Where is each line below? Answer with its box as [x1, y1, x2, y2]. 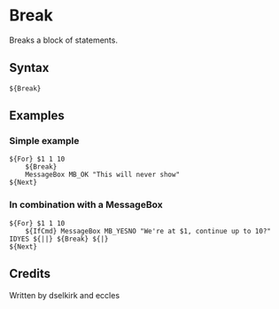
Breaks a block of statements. [9, 35, 118, 45]
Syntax [9, 60, 50, 75]
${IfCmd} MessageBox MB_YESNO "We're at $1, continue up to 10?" [25, 226, 272, 235]
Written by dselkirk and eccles [9, 289, 120, 300]
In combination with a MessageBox [9, 199, 163, 211]
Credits [9, 266, 51, 281]
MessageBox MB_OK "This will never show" [25, 170, 180, 179]
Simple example [9, 135, 80, 147]
